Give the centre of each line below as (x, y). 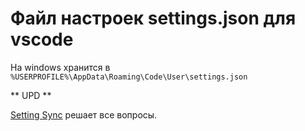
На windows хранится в (60, 67)
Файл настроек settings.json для (153, 18)
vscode (42, 39)
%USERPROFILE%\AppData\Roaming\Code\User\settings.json (129, 77)
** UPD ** (31, 95)
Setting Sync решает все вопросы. (84, 114)
